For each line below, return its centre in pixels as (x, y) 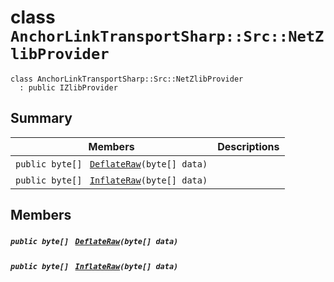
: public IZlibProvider (68, 87)
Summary (41, 118)
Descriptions (248, 146)
